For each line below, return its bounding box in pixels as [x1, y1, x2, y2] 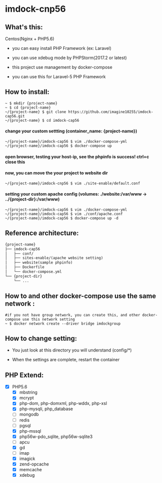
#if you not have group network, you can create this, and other [5, 312, 140, 317]
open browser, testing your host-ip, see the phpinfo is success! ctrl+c [5, 154, 149, 159]
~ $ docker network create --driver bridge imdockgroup [5, 321, 121, 326]
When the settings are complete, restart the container [12, 357, 120, 363]
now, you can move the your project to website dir [5, 170, 108, 176]
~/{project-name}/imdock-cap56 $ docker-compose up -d [5, 216, 119, 221]
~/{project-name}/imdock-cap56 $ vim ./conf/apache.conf [5, 212, 123, 217]
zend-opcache [19, 461, 49, 467]
